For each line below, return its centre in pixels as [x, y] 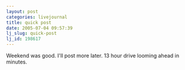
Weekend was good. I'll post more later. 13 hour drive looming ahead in [93, 56]
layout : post [22, 11]
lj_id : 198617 [24, 39]
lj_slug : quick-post [32, 34]
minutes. [17, 62]
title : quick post [29, 22]
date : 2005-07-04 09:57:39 [39, 28]
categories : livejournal [37, 17]
